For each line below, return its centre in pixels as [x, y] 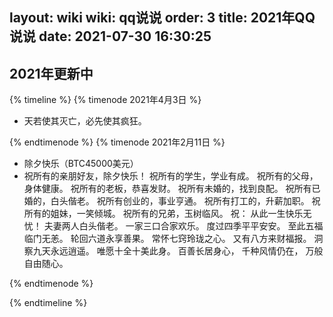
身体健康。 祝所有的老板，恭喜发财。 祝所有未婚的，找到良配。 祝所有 [167, 189]
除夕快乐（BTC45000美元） [81, 164]
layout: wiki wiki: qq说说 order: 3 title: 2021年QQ [162, 18]
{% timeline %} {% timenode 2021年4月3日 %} [105, 100]
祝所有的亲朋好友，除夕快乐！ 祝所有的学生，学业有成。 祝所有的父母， [171, 176]
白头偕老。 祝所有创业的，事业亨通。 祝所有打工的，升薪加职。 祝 [185, 201]
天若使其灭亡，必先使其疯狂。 [85, 121]
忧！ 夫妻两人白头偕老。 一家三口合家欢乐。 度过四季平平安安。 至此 [164, 226]
